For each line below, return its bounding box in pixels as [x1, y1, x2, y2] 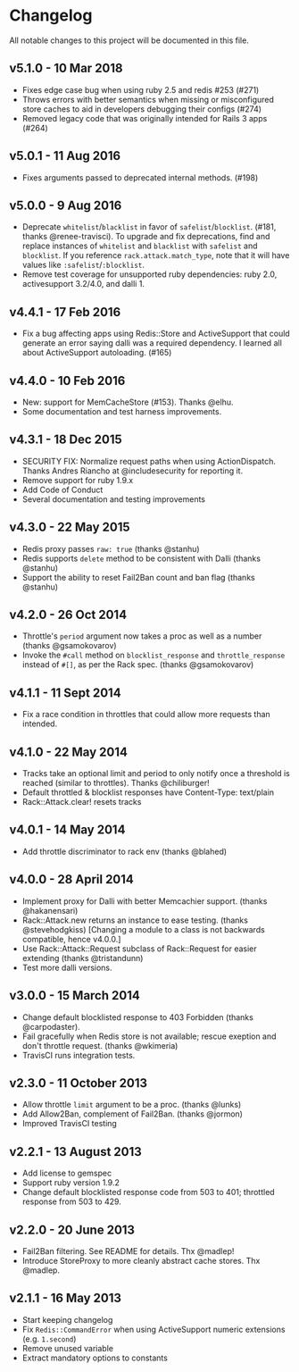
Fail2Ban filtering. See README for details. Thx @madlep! [21, 1245, 235, 1256]
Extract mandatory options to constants [21, 1352, 168, 1363]
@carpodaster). [21, 1021, 80, 1032]
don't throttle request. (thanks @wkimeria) [21, 1040, 179, 1050]
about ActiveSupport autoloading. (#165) [21, 347, 172, 358]
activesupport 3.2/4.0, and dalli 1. [21, 279, 145, 289]
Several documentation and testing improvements [21, 493, 205, 505]
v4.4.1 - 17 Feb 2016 [9, 305, 121, 320]
